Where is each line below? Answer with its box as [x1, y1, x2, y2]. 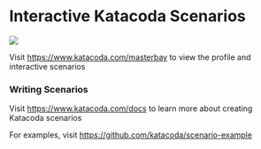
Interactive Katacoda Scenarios [9, 6, 246, 26]
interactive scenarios [9, 61, 86, 71]
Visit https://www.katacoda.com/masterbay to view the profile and [9, 51, 251, 63]
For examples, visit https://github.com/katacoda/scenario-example [9, 130, 252, 140]
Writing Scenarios [9, 83, 88, 95]
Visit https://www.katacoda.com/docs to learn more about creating [9, 103, 253, 114]
